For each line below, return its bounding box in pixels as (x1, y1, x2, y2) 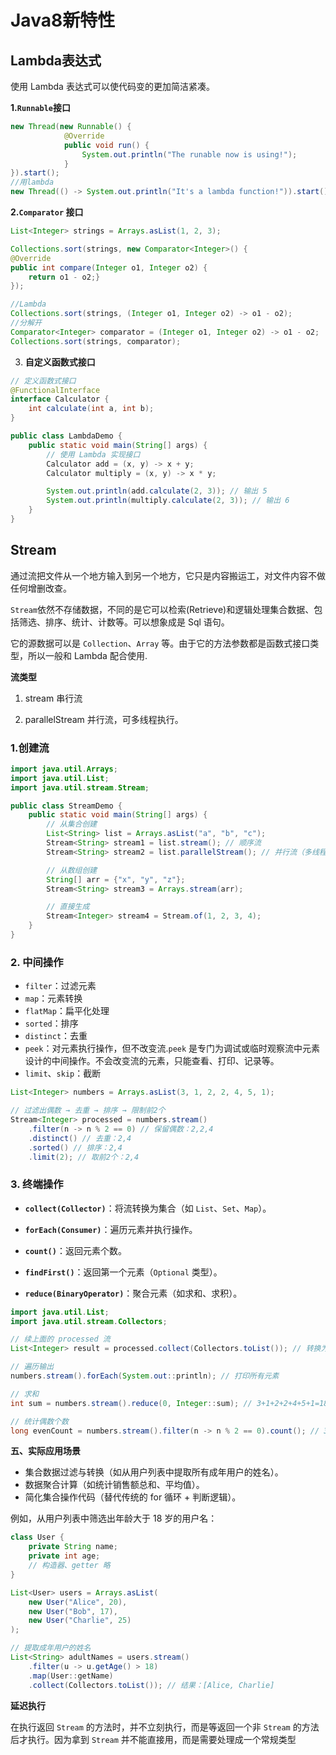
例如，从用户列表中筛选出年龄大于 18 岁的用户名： (10, 1512, 218, 1525)
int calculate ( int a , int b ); (28, 404, 155, 414)
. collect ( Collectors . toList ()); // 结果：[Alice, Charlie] (28, 1680, 275, 1690)
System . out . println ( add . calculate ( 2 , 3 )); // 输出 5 (46, 486, 268, 496)
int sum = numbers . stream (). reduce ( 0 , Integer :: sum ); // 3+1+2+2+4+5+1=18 (10, 1398, 329, 1408)
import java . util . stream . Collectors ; (10, 1316, 168, 1326)
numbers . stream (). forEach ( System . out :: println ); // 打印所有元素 (10, 1371, 280, 1381)
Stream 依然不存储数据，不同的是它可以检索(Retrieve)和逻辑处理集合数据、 (10, 603, 315, 615)
